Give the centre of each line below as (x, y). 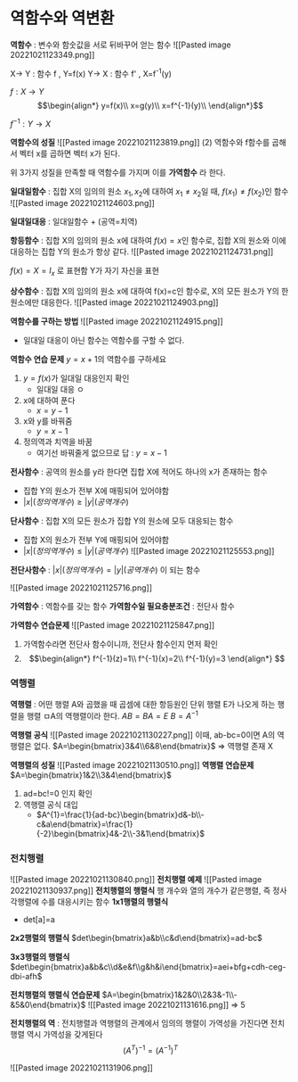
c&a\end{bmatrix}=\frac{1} (85, 824)
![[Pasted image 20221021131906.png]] (82, 1068)
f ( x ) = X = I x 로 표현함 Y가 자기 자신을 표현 (85, 271)
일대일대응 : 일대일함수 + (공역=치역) (74, 222)
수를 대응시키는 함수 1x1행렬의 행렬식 (104, 902)
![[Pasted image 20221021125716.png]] (81, 587)
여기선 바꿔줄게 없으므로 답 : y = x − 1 (101, 452)
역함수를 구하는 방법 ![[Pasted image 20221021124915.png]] (117, 321)
